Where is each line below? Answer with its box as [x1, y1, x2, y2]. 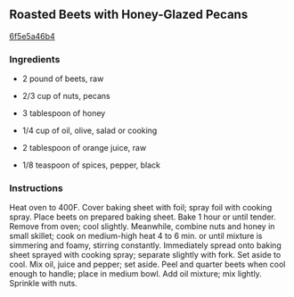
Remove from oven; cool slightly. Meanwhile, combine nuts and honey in [9, 221, 275, 232]
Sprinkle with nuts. [9, 278, 78, 289]
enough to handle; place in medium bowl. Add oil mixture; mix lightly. [9, 268, 263, 279]
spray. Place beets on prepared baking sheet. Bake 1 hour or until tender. [9, 211, 276, 222]
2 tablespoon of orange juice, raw [21, 143, 147, 153]
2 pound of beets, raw [21, 73, 104, 84]
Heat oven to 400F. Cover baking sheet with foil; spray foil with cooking [9, 202, 273, 213]
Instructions [9, 182, 64, 194]
